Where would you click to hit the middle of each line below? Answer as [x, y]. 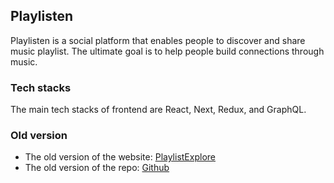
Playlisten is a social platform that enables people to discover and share [158, 40]
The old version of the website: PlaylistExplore [120, 157]
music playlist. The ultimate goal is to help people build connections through [167, 51]
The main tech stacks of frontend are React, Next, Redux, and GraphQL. [158, 110]
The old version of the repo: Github [97, 168]
